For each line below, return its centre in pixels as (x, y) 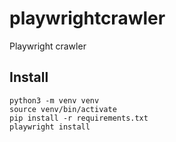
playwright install (50, 127)
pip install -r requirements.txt (79, 118)
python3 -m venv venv (54, 100)
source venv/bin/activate (63, 109)
